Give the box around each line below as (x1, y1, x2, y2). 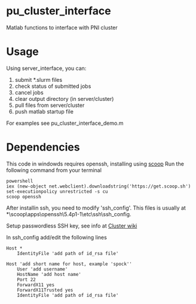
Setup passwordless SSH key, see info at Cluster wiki (6, 222, 137, 229)
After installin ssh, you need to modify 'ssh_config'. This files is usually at (6, 204, 186, 211)
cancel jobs (14, 88, 44, 96)
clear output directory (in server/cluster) (14, 95, 114, 102)
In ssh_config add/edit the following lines (6, 234, 108, 241)
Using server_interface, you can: (6, 65, 87, 72)
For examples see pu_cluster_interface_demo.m (6, 119, 124, 127)
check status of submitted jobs (14, 82, 91, 90)
